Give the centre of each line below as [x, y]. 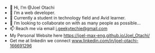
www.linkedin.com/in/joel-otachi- [105, 41]
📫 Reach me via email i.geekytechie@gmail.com [59, 28]
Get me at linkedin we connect [40, 41]
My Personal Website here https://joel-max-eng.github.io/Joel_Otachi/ [80, 35]
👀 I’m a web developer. [33, 13]
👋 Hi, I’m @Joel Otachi [32, 8]
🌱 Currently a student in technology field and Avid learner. [68, 18]
